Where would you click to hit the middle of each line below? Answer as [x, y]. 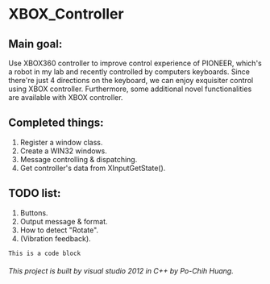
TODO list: [35, 193]
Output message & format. [64, 221]
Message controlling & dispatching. [79, 159]
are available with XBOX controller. [66, 97]
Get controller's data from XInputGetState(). [93, 168]
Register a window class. [61, 142]
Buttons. [34, 213]
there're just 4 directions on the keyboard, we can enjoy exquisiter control [131, 80]
